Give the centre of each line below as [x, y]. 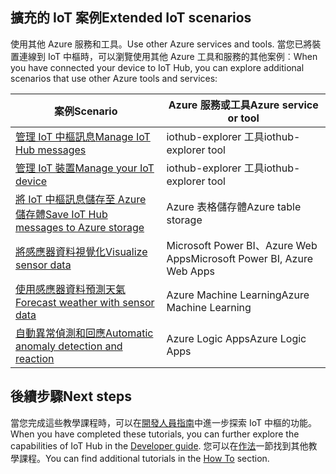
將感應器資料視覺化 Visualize [81, 251]
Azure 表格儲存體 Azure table [234, 206]
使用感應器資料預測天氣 [71, 289]
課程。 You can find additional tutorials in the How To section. [144, 458]
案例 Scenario [86, 111]
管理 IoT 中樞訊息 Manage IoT [83, 136]
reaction [35, 358]
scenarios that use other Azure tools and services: [114, 78]
